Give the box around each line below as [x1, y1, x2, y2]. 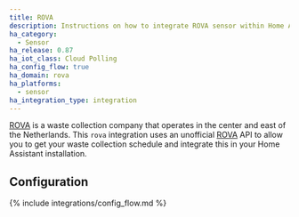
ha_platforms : [9, 79, 62, 88]
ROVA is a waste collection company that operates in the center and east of [9, 120, 287, 131]
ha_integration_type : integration [9, 95, 138, 105]
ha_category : [9, 29, 58, 38]
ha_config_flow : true [9, 63, 90, 72]
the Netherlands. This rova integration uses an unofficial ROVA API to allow [9, 130, 283, 141]
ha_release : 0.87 [9, 46, 74, 55]
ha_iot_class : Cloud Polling [9, 54, 117, 63]
